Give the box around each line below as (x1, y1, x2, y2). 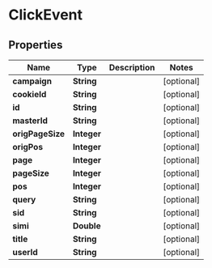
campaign (12, 75, 53, 87)
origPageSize (12, 128, 66, 139)
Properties (8, 38, 63, 52)
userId (12, 247, 38, 257)
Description (108, 62, 155, 73)
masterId (12, 115, 49, 126)
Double (72, 220, 101, 232)
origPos (12, 142, 43, 152)
